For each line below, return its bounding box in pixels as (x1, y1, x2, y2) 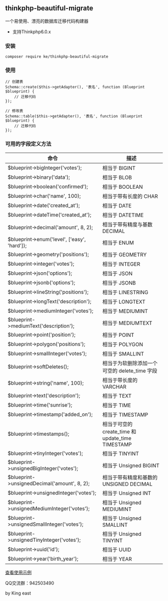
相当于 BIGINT (102, 164, 136, 171)
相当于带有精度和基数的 (102, 474, 158, 481)
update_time (102, 434, 131, 441)
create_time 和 (102, 428, 136, 435)
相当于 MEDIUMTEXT (102, 319, 152, 326)
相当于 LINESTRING (102, 289, 148, 296)
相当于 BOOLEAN (102, 183, 143, 190)
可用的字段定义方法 (5, 141, 51, 148)
